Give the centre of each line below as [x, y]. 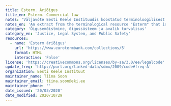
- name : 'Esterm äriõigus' [38, 43]
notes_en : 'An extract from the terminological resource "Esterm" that [83, 24]
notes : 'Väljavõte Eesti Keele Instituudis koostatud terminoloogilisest [85, 19]
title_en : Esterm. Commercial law [42, 15]
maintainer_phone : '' [28, 86]
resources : [17, 39]
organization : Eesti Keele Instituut [45, 72]
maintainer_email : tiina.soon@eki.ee [45, 81]
